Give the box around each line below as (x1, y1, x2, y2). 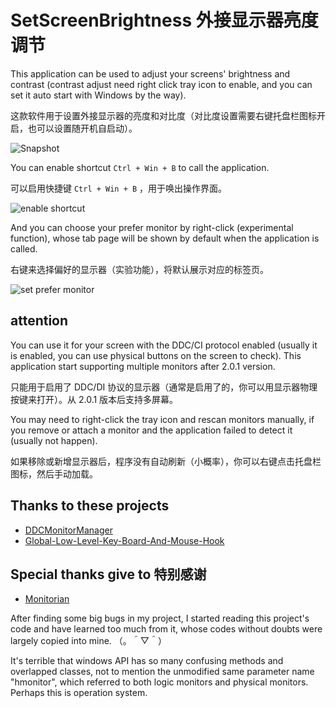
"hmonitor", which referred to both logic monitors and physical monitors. (10, 676, 309, 688)
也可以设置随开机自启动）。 (27, 122, 138, 134)
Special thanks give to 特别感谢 (10, 566, 207, 583)
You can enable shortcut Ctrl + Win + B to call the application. (10, 161, 270, 173)
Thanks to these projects (10, 497, 170, 515)
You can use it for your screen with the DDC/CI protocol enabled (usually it (10, 339, 318, 351)
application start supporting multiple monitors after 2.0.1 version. (10, 360, 276, 372)
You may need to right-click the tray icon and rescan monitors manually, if (10, 413, 315, 425)
